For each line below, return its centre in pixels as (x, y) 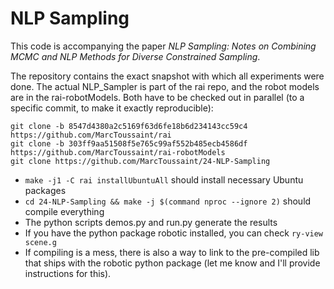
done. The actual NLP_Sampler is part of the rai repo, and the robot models (165, 86)
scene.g (40, 242)
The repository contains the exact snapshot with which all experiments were (167, 76)
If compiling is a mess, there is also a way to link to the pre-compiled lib (172, 252)
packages (45, 190)
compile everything (64, 211)
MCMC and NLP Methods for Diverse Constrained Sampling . (135, 56)
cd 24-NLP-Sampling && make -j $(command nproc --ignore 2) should (168, 201)
